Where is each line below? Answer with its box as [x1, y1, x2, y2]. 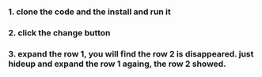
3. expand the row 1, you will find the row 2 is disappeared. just [8, 48, 254, 59]
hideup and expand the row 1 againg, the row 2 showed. [8, 58, 227, 69]
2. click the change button [8, 27, 111, 38]
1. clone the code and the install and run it [8, 6, 172, 17]
